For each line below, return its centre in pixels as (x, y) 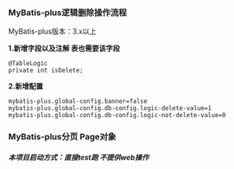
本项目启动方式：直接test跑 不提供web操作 (79, 157)
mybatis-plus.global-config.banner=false (78, 101)
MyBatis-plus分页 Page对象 (62, 137)
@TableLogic (28, 64)
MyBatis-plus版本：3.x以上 (53, 31)
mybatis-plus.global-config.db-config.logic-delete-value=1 (110, 108)
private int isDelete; (46, 71)
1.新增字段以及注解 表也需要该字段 (64, 49)
